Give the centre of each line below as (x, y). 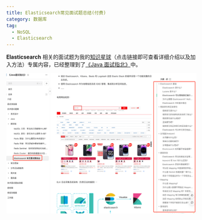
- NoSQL (21, 32)
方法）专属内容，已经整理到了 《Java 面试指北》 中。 (76, 65)
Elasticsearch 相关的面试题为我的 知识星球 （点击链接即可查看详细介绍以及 (99, 57)
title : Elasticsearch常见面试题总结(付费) (56, 13)
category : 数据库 (27, 19)
